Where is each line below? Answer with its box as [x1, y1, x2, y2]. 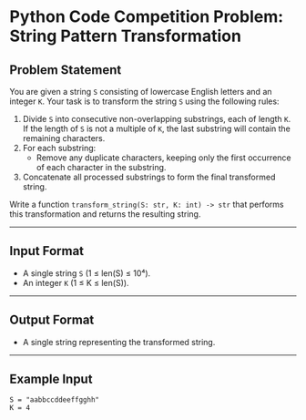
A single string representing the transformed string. [22, 336, 216, 347]
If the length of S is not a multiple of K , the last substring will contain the [22, 123, 291, 134]
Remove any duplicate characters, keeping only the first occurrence [36, 152, 291, 163]
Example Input [9, 372, 93, 387]
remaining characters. [22, 133, 106, 143]
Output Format [9, 312, 95, 328]
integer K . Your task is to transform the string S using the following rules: [9, 96, 280, 107]
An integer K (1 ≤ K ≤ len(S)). [22, 277, 129, 288]
